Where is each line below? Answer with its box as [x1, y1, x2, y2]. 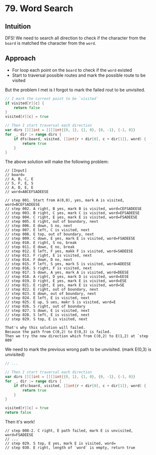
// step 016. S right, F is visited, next [5, 266, 92, 271]
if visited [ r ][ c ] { [5, 100, 45, 106]
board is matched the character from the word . [5, 40, 96, 46]
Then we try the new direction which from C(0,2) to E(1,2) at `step [5, 334, 149, 339]
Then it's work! [5, 419, 35, 425]
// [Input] [5, 168, 27, 173]
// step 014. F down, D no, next [5, 258, 73, 262]
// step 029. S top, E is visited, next [5, 317, 88, 322]
